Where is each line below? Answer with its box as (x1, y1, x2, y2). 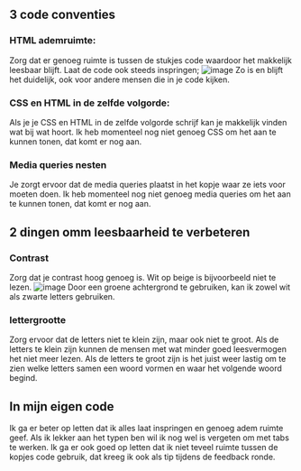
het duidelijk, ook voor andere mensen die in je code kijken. (9, 74, 230, 85)
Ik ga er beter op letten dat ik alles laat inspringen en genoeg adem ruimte (9, 423, 284, 434)
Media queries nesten (9, 158, 107, 171)
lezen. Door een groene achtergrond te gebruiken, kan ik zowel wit (9, 282, 291, 292)
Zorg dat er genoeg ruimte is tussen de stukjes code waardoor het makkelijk (9, 54, 293, 66)
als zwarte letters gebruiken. (9, 291, 115, 301)
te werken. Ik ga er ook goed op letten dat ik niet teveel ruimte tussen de (9, 442, 278, 453)
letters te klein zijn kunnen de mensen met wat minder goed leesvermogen (9, 344, 287, 355)
